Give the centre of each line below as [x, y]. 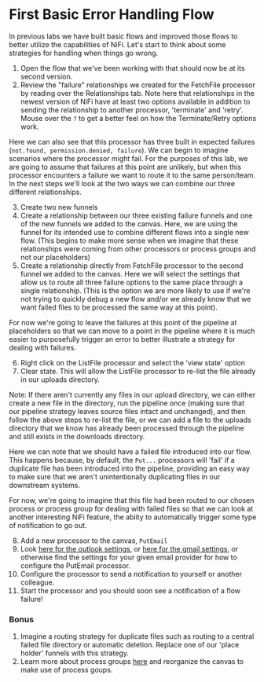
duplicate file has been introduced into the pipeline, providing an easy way [130, 468]
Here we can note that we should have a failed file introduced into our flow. [130, 451]
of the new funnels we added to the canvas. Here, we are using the [129, 224]
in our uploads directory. [60, 379]
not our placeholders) [55, 257]
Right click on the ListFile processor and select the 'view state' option [133, 362]
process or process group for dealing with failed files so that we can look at [131, 508]
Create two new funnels [59, 207]
